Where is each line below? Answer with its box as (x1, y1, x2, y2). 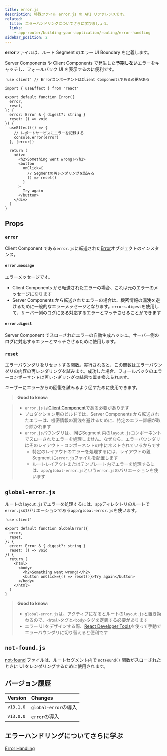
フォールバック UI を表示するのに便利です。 (26, 66, 117, 72)
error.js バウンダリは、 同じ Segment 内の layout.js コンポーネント (24, 430, 162, 436)
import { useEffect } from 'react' (5, 86, 79, 91)
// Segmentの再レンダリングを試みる (27, 171, 95, 176)
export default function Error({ (5, 94, 75, 100)
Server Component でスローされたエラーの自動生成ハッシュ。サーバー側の (5, 332, 159, 338)
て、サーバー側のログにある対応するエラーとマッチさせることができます (12, 309, 161, 315)
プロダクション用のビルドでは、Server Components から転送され (24, 411, 160, 417)
